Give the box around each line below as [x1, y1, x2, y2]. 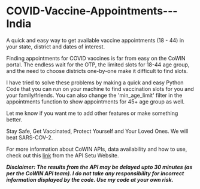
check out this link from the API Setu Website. [6, 151, 119, 159]
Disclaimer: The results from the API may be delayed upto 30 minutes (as [6, 163, 193, 170]
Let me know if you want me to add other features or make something [6, 109, 178, 117]
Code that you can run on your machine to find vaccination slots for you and [6, 85, 195, 92]
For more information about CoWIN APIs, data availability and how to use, [6, 145, 187, 153]
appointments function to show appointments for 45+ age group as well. [6, 97, 185, 105]
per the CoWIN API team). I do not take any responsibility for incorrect [6, 169, 184, 177]
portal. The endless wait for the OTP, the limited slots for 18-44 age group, [6, 61, 190, 68]
